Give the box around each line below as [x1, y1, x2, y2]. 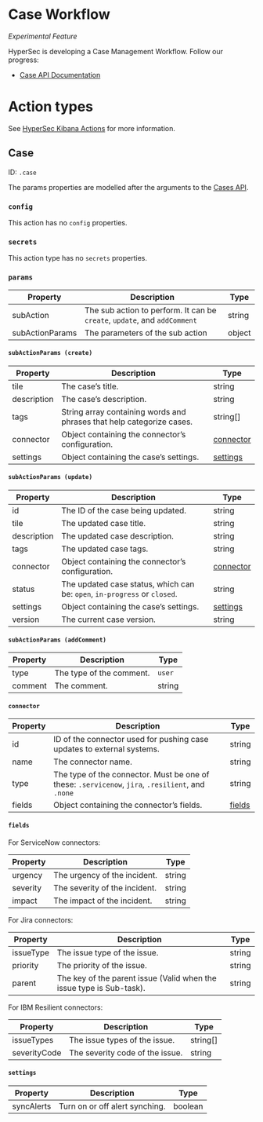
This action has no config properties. [8, 217, 128, 227]
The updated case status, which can [61, 579, 195, 590]
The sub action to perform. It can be [85, 305, 217, 316]
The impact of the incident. [53, 895, 153, 906]
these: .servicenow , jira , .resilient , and [53, 779, 205, 790]
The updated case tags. [61, 543, 149, 554]
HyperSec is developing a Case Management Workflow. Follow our [8, 46, 224, 56]
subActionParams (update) [8, 473, 92, 481]
